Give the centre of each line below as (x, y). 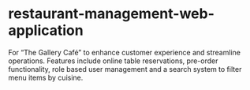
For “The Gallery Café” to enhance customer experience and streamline (124, 52)
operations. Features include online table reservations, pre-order (113, 61)
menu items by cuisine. (46, 77)
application (46, 30)
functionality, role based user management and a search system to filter (125, 69)
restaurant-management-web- (112, 14)
